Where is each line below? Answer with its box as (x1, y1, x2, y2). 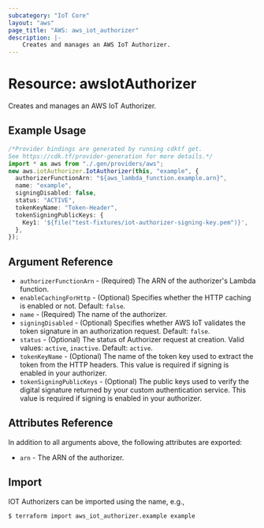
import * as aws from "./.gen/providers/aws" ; (8, 160, 164, 168)
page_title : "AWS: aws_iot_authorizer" (8, 26, 139, 34)
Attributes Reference (8, 417, 113, 430)
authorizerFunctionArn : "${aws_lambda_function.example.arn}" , (15, 175, 227, 183)
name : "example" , (15, 182, 73, 190)
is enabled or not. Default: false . (19, 301, 126, 311)
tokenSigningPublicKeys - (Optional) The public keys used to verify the (19, 377, 250, 387)
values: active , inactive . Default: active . (19, 343, 154, 353)
